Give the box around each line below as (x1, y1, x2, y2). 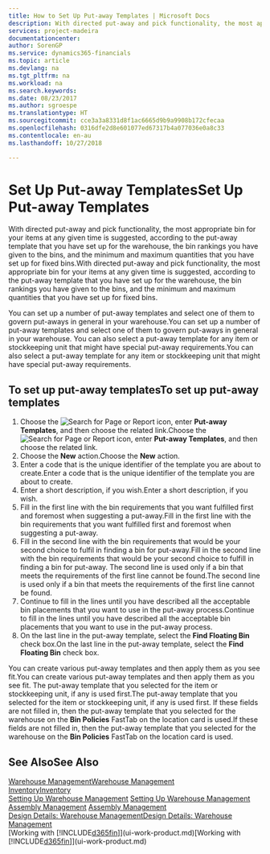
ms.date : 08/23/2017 (8, 94, 78, 102)
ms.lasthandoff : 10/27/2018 (8, 138, 103, 147)
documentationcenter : (8, 34, 81, 43)
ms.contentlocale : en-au (8, 131, 92, 139)
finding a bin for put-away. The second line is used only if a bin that (19, 563, 243, 572)
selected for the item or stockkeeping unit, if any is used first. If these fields (8, 698, 259, 708)
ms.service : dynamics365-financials (8, 49, 131, 57)
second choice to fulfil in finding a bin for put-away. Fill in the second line (19, 545, 261, 555)
